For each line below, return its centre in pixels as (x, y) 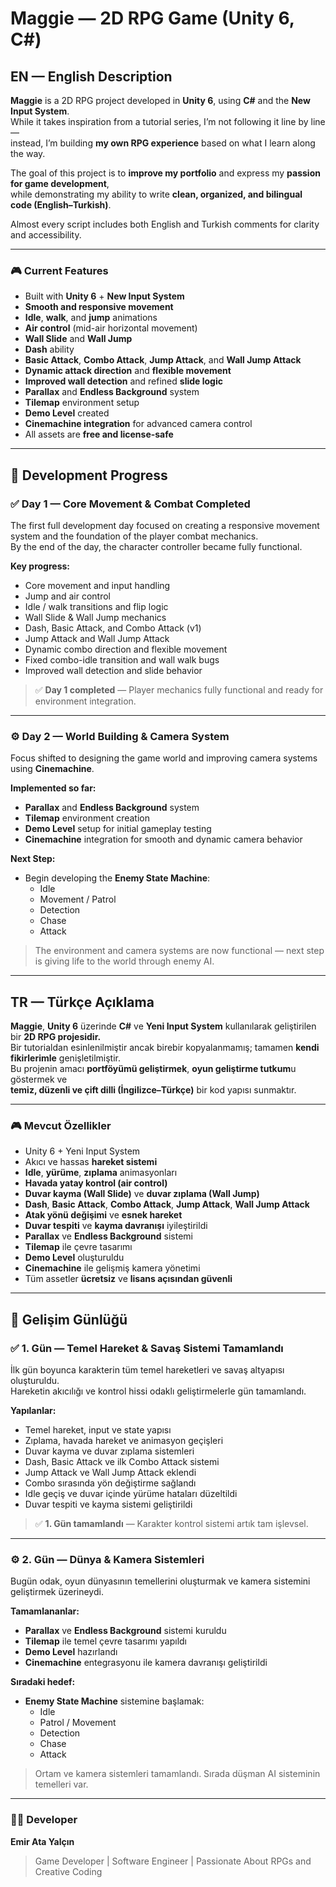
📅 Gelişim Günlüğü (69, 1319)
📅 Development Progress (89, 475)
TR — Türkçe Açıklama (82, 1002)
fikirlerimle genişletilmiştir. (66, 1058)
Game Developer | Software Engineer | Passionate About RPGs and (173, 1861)
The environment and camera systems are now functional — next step (179, 951)
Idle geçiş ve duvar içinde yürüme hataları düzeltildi (131, 1494)
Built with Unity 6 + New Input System (104, 296)
